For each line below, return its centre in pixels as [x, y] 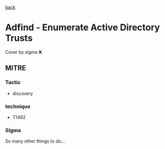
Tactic [13, 82]
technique [18, 106]
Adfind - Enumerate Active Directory [82, 28]
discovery [23, 93]
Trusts [19, 38]
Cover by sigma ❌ [24, 52]
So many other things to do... [35, 141]
